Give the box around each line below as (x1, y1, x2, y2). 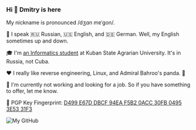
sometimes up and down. (6, 37, 69, 44)
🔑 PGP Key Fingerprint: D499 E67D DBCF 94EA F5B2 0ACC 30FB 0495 (6, 99, 182, 107)
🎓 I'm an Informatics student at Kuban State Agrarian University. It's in (6, 49, 181, 56)
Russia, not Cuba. (6, 58, 50, 65)
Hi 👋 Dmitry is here (6, 5, 62, 14)
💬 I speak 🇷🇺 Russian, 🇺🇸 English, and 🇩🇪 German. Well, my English (6, 31, 179, 38)
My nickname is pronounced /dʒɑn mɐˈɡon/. (6, 19, 115, 26)
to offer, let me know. (6, 87, 59, 95)
